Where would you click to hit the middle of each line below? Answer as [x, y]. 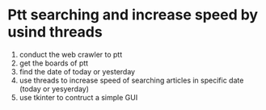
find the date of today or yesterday [77, 71]
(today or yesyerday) [54, 89]
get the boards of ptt [54, 63]
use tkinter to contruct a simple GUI [78, 97]
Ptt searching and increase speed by [133, 15]
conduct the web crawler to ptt [71, 54]
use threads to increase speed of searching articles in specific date [131, 80]
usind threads [55, 32]
